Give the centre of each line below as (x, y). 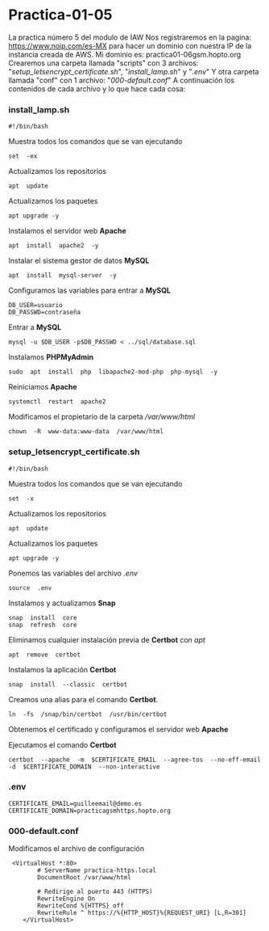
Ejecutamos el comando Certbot (62, 744)
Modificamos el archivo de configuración (77, 849)
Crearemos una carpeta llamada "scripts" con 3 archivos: (103, 63)
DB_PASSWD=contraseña (45, 313)
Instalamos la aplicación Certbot (62, 669)
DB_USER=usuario (35, 305)
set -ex (23, 156)
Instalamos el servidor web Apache (67, 231)
